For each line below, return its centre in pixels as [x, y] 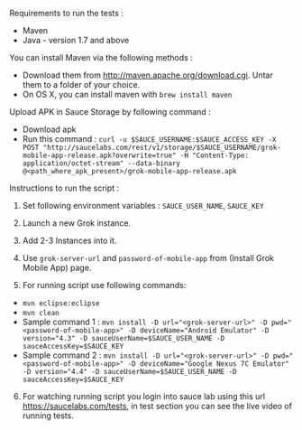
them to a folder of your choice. [81, 84]
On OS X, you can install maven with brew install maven [127, 94]
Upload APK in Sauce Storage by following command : [110, 112]
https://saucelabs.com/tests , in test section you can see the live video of [157, 406]
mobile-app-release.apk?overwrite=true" [99, 155]
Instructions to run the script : [64, 188]
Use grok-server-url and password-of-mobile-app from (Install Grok [148, 258]
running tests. [48, 416]
